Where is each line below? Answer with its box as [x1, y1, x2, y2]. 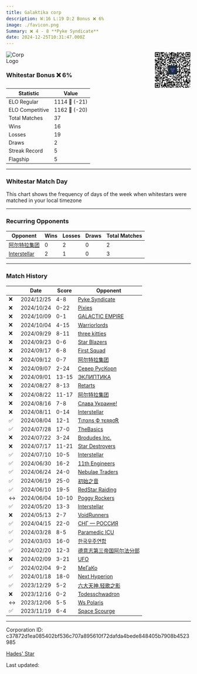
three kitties [77, 330, 107, 337]
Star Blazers [77, 338, 107, 346]
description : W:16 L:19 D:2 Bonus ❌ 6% [6, 15, 104, 22]
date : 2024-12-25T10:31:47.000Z [6, 34, 85, 41]
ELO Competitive [8, 107, 49, 114]
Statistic [18, 89, 40, 97]
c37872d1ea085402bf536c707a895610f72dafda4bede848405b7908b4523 [6, 632, 189, 639]
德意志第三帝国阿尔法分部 [77, 547, 140, 554]
